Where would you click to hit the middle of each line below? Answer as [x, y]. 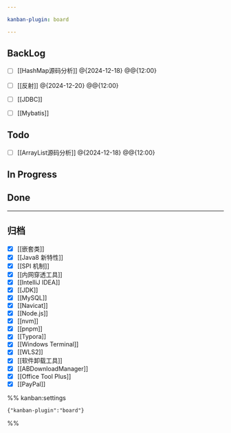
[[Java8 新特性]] [40, 257]
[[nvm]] [28, 321]
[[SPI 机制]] [33, 266]
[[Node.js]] [32, 313]
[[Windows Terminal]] [48, 344]
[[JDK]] [27, 290]
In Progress [32, 174]
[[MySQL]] [32, 298]
